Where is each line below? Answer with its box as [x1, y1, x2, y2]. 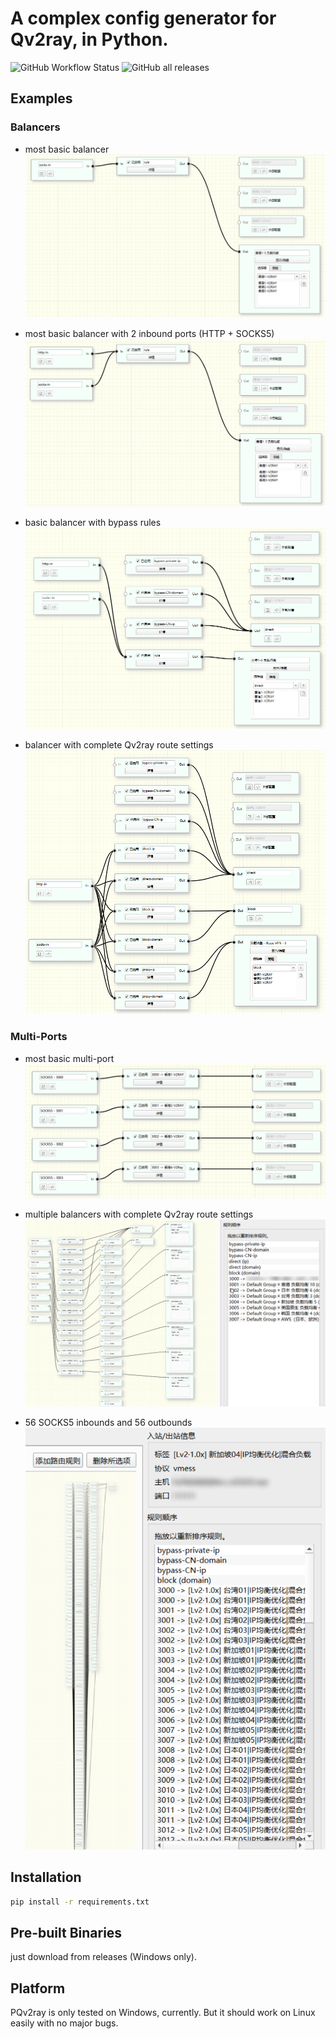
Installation [10, 1869, 82, 1886]
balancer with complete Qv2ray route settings [24, 738, 214, 751]
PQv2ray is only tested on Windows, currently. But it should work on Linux [10, 2007, 316, 2019]
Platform [10, 1980, 66, 1997]
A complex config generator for [10, 7, 277, 30]
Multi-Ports [10, 1030, 68, 1044]
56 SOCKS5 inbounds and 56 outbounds [24, 1416, 193, 1428]
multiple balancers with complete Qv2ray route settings [24, 1208, 254, 1221]
